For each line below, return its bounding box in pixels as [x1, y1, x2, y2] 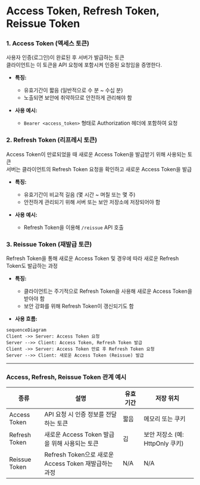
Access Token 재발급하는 [44, 459, 113, 468]
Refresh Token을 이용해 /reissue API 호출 [23, 224, 124, 231]
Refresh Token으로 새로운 [44, 450, 114, 459]
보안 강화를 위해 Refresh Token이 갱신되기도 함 [23, 302, 134, 310]
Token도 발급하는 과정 [6, 262, 58, 270]
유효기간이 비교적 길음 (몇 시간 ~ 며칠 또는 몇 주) [23, 191, 136, 198]
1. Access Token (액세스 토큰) [6, 39, 89, 48]
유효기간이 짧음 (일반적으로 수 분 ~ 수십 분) [23, 87, 123, 94]
